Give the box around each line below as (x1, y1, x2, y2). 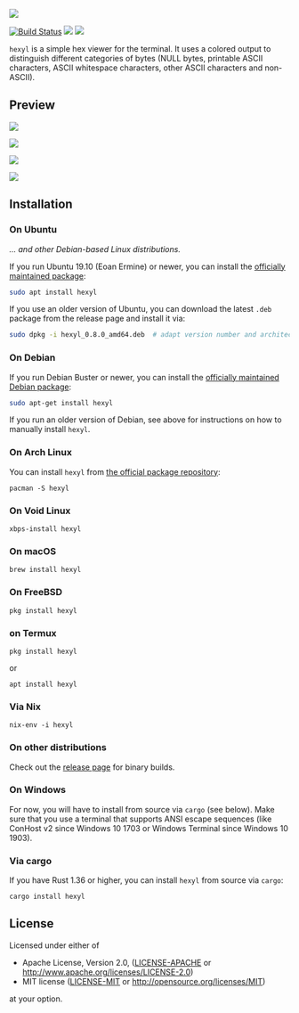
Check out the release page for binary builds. (9, 762, 175, 772)
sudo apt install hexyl (9, 288, 98, 297)
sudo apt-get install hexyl (9, 398, 114, 407)
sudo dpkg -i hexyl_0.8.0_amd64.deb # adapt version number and (9, 331, 256, 339)
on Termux (9, 626, 57, 639)
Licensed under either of (9, 940, 100, 951)
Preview (9, 98, 56, 113)
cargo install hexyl (9, 892, 86, 902)
